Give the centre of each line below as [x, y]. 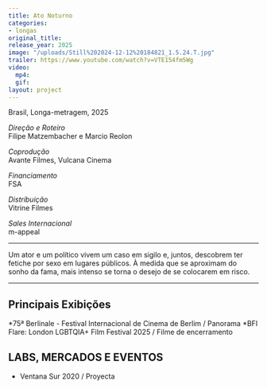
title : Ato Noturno [41, 16]
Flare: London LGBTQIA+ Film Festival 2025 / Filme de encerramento [120, 332]
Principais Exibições [60, 304]
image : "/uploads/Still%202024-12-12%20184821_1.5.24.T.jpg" [112, 53]
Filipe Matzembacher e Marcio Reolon [70, 136]
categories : [28, 23]
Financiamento [33, 175]
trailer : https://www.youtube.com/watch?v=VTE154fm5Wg [101, 61]
